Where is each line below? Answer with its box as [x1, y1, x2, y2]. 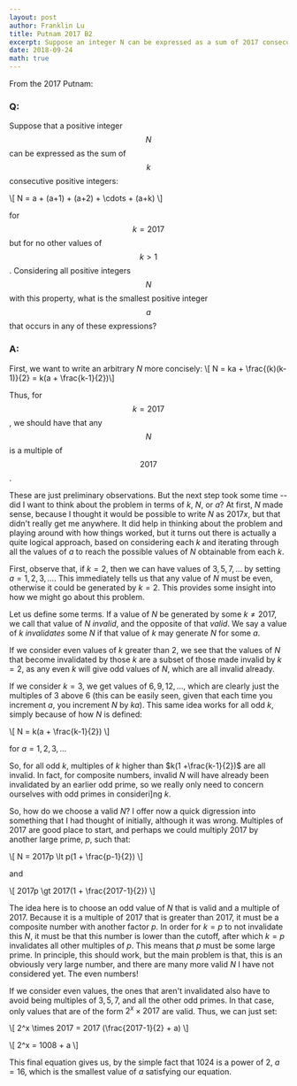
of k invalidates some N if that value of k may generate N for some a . [9, 628, 261, 638]
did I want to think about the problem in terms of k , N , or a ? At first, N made [9, 499, 284, 510]
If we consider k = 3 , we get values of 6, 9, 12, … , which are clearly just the [9, 681, 280, 691]
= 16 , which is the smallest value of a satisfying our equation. [9, 1067, 232, 1077]
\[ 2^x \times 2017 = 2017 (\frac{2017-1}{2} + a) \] [9, 1023, 189, 1034]
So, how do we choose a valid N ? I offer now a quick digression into [9, 805, 256, 816]
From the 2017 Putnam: [9, 79, 94, 89]
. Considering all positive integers [9, 266, 131, 276]
